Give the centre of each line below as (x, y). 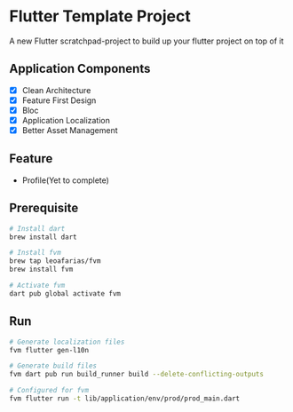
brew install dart (43, 237)
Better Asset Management (70, 130)
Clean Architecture (56, 90)
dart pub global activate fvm (65, 293)
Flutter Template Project (100, 16)
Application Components (80, 69)
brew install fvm (41, 269)
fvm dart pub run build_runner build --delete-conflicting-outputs (137, 375)
